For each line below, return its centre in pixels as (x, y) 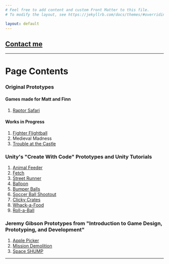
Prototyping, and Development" (45, 229)
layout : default (22, 24)
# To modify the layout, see (36, 15)
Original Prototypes (30, 87)
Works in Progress (25, 122)
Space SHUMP (28, 251)
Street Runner (27, 178)
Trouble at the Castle (34, 143)
